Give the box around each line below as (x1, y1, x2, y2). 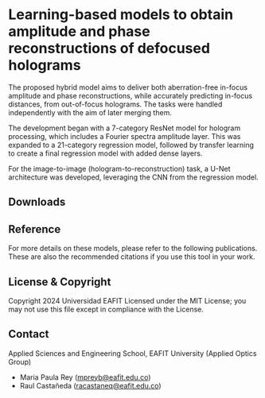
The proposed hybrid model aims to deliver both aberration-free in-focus (8, 82, 248, 92)
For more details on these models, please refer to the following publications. (8, 244, 258, 253)
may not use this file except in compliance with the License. (8, 304, 205, 314)
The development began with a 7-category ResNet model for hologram (8, 123, 241, 133)
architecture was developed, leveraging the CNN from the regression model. (8, 172, 259, 182)
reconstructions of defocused (8, 40, 211, 57)
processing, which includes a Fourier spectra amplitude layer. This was (8, 131, 241, 141)
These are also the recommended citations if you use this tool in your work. (8, 252, 256, 261)
